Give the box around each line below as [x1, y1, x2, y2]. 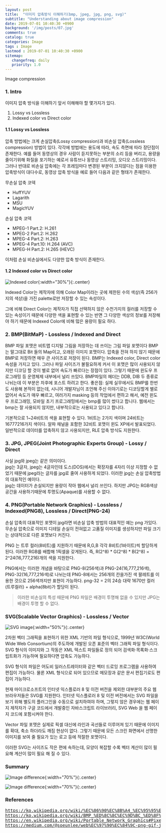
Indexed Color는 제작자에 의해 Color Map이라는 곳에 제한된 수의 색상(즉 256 [5, 289, 154, 295]
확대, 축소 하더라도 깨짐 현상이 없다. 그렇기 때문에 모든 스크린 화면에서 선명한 [10, 728, 158, 734]
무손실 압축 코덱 [5, 179, 36, 185]
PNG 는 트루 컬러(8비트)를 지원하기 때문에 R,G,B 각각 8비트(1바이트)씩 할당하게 [5, 542, 158, 548]
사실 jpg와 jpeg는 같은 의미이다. [5, 458, 67, 464]
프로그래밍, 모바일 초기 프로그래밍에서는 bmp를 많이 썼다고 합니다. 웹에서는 [10, 398, 156, 404]
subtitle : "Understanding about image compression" [5, 16, 114, 21]
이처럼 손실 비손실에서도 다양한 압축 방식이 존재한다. [5, 256, 105, 262]
